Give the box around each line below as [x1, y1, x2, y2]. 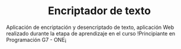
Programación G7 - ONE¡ [6, 36, 67, 43]
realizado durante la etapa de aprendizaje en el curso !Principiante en [6, 30, 176, 37]
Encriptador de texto [47, 4, 151, 18]
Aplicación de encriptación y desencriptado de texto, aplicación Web [6, 24, 174, 31]
